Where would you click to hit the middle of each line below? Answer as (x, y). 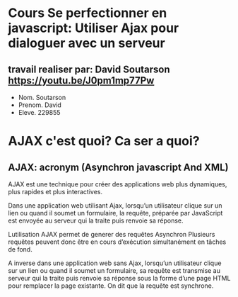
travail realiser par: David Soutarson (89, 69)
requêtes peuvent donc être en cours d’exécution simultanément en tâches (117, 242)
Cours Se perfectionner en (88, 13)
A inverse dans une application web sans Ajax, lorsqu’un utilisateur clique (115, 263)
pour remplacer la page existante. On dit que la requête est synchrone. (111, 286)
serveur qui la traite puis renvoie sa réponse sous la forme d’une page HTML (119, 278)
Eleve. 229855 (39, 112)
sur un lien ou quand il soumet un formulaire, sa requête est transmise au (114, 270)
